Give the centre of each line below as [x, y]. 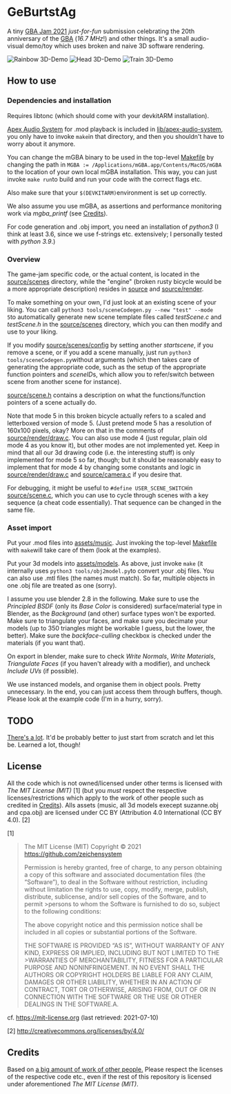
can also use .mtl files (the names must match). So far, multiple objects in [111, 578]
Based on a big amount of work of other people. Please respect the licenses [115, 1069]
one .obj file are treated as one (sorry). [62, 586]
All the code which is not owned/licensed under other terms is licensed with [115, 783]
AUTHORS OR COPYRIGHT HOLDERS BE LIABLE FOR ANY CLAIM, [118, 975]
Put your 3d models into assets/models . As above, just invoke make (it [105, 564]
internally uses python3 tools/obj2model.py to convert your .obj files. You [111, 571]
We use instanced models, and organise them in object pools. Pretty [104, 684]
